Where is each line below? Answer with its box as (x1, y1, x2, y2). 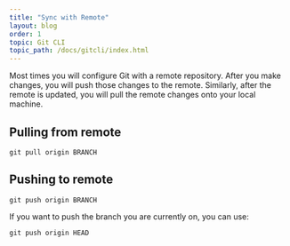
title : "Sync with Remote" (9, 12, 109, 22)
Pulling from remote (9, 124, 122, 139)
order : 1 (9, 29, 42, 38)
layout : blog (9, 21, 58, 30)
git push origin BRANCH (9, 195, 98, 204)
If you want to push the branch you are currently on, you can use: (9, 210, 249, 222)
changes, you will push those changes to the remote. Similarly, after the (9, 80, 271, 91)
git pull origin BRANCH (9, 147, 98, 156)
